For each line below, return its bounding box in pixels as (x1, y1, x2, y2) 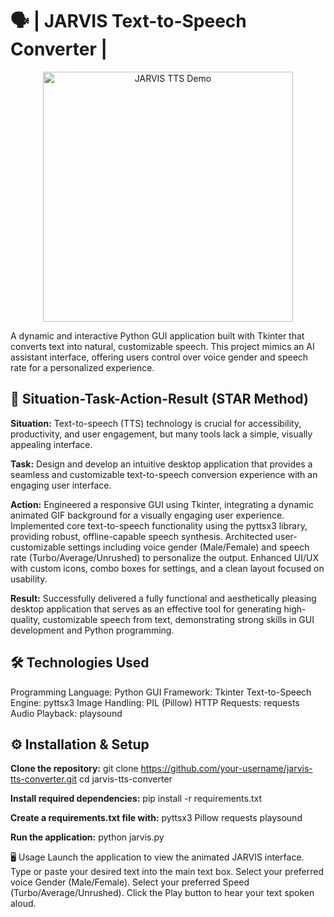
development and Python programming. (10, 624, 175, 636)
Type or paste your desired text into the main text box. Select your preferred (10, 866, 324, 878)
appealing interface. (10, 438, 93, 450)
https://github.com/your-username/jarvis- (140, 763, 313, 775)
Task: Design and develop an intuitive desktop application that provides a (10, 458, 313, 470)
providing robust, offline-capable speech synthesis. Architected (10, 530, 273, 542)
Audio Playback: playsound (10, 707, 123, 719)
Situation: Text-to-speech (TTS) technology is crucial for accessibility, (10, 417, 302, 429)
